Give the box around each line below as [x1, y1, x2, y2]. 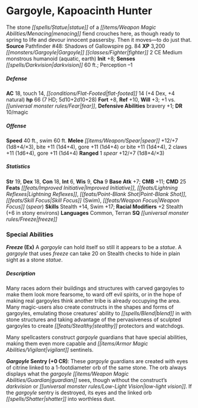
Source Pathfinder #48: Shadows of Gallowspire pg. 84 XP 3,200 [6, 43, 166, 50]
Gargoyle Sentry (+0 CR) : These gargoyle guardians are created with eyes [6, 358, 189, 365]
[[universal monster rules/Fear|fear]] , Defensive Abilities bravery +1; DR [6, 102, 183, 109]
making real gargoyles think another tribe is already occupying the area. [6, 297, 181, 305]
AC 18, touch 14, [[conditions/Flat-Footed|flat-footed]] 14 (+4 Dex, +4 [6, 90, 175, 97]
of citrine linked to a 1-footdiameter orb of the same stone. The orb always [6, 364, 187, 371]
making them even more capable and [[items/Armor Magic [6, 340, 148, 347]
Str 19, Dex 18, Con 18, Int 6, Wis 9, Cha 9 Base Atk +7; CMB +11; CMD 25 [6, 178, 187, 185]
